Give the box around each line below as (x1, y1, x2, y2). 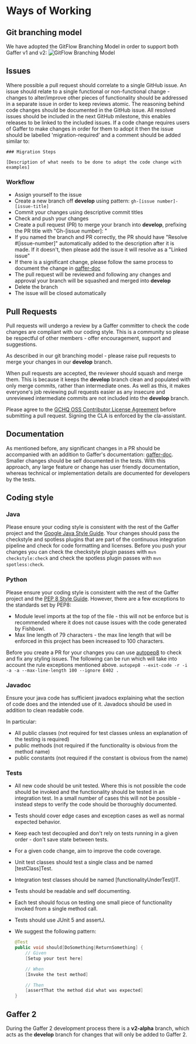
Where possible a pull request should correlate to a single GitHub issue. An (6, 81, 187, 88)
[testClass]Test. (14, 865, 53, 872)
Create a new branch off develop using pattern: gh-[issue (14, 197, 155, 204)
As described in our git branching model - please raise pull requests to (6, 352, 177, 359)
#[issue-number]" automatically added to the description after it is (14, 240, 174, 247)
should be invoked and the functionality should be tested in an (14, 789, 165, 796)
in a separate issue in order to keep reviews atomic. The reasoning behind (6, 100, 184, 107)
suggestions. (6, 341, 37, 348)
